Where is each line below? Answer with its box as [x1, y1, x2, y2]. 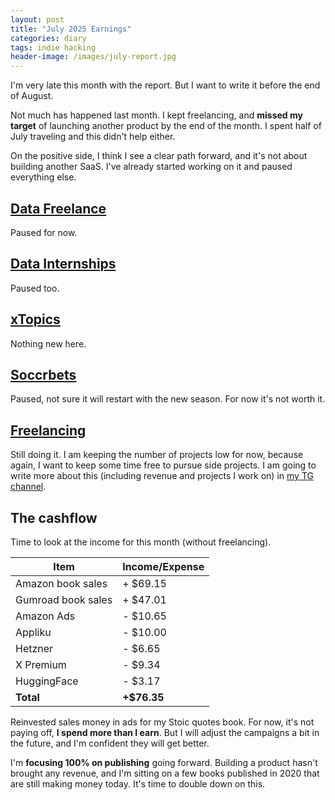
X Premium [15, 658, 67, 671]
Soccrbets [10, 366, 77, 383]
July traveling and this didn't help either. [10, 131, 176, 143]
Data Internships [10, 256, 117, 273]
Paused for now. [10, 226, 78, 238]
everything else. [10, 171, 77, 183]
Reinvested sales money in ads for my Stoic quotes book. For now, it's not [10, 716, 315, 728]
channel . [10, 481, 47, 493]
